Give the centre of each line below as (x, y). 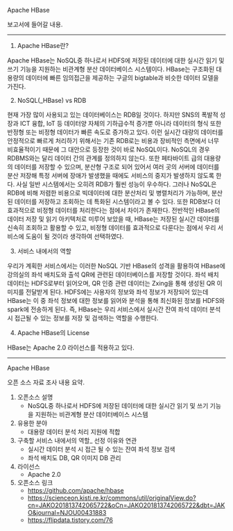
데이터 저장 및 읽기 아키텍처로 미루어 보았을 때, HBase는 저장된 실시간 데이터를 (113, 219)
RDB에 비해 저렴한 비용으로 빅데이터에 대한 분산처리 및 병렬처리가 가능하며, (109, 193)
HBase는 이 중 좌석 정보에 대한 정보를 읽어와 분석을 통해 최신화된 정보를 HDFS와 (116, 301)
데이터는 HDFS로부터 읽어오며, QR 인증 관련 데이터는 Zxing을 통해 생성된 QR (111, 283)
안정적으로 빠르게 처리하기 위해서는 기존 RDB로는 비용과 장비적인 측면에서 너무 (113, 141)
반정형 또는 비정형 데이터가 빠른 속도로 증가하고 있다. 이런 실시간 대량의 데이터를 (115, 132)
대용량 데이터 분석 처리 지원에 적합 (74, 432)
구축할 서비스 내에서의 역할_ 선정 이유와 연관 (77, 440)
